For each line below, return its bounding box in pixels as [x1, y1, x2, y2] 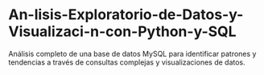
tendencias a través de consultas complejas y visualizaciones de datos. [8, 57, 245, 67]
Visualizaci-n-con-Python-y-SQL [8, 22, 237, 41]
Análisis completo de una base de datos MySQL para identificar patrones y [8, 49, 257, 58]
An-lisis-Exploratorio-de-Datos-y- [8, 6, 244, 24]
